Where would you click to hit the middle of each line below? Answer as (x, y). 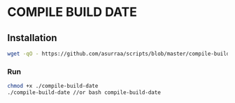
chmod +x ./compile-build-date (53, 86)
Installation (32, 38)
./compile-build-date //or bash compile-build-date (84, 93)
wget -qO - (23, 54)
